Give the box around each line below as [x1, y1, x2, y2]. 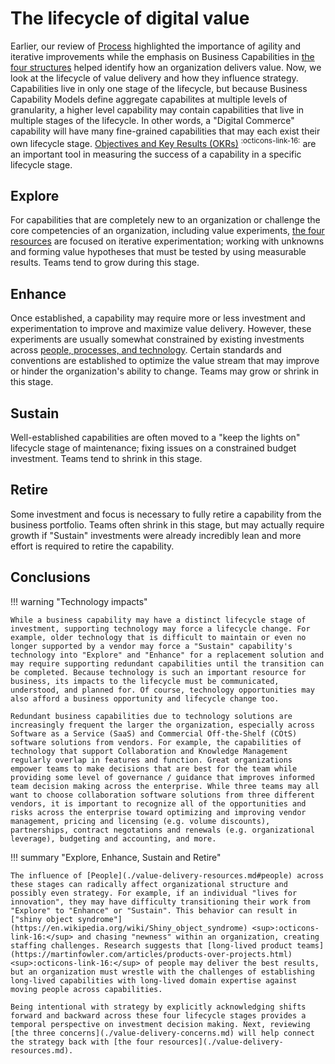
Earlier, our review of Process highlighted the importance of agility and [10, 40, 301, 52]
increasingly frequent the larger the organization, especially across [10, 720, 315, 730]
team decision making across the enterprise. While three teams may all [10, 781, 320, 791]
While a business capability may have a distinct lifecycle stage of [10, 615, 307, 625]
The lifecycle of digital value [10, 7, 250, 30]
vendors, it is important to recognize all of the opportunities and [10, 798, 307, 809]
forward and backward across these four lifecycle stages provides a [10, 1010, 307, 1021]
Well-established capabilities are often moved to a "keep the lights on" [10, 432, 301, 444]
